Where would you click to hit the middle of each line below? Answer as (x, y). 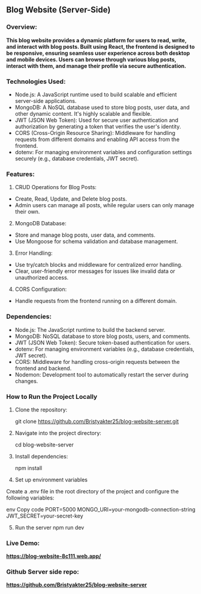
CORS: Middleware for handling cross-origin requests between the (97, 361)
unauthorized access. (42, 278)
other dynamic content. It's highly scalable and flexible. (83, 113)
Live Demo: (23, 543)
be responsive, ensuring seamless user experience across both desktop (98, 53)
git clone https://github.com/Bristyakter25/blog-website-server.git (97, 421)
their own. (27, 212)
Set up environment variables (51, 480)
